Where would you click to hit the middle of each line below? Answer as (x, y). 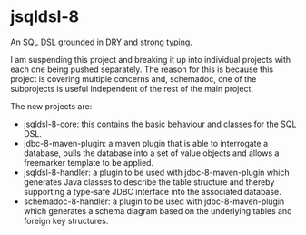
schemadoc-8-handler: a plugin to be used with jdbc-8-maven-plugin (154, 201)
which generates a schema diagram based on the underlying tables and (158, 210)
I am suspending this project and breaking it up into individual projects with (151, 59)
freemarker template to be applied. (88, 162)
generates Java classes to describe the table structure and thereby (149, 182)
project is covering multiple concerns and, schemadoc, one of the (133, 78)
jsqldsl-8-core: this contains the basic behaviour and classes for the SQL (160, 124)
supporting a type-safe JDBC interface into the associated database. (153, 191)
